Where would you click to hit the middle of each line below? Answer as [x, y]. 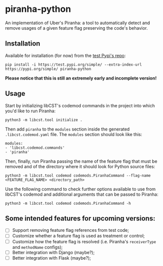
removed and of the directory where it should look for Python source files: [80, 166]
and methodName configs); [37, 247]
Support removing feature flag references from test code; [70, 230]
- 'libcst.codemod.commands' [35, 148]
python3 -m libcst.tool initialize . [44, 120]
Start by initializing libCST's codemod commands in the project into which [80, 105]
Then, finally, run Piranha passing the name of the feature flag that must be [81, 161]
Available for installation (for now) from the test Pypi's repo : [65, 55]
